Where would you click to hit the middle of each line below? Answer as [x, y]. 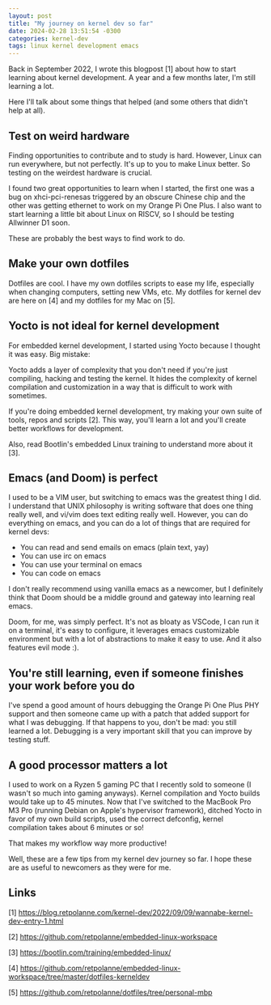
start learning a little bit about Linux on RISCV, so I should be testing [121, 214]
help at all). [27, 111]
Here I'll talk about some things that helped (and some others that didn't [128, 102]
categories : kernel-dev [49, 38]
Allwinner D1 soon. [39, 223]
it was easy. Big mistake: [49, 354]
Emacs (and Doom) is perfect [83, 478]
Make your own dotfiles [69, 264]
